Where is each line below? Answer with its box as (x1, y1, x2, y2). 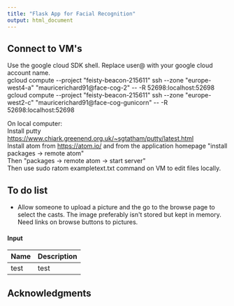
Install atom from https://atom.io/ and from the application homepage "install (7, 141, 228, 151)
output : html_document (7, 17, 73, 24)
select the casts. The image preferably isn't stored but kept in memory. (17, 211, 222, 219)
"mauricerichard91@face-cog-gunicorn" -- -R (35, 99, 168, 107)
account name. (7, 69, 50, 77)
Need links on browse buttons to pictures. (17, 218, 138, 226)
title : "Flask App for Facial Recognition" (7, 10, 136, 18)
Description (37, 251, 78, 261)
